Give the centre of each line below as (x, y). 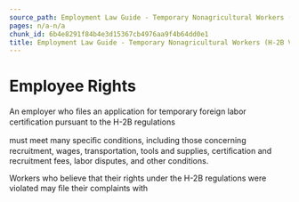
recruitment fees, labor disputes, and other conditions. (109, 161)
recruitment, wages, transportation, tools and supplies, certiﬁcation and (141, 151)
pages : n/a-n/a (37, 26)
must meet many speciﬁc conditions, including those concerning (128, 141)
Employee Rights (73, 86)
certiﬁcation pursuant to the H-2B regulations (93, 122)
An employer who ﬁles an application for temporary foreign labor (128, 111)
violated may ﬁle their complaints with (79, 189)
